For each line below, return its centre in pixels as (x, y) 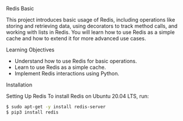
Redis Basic (20, 8)
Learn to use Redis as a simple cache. (60, 67)
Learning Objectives (30, 50)
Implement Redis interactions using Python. (67, 73)
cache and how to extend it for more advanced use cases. (76, 38)
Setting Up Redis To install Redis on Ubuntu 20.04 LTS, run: (77, 96)
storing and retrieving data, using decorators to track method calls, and (92, 26)
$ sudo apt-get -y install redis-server (56, 107)
